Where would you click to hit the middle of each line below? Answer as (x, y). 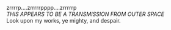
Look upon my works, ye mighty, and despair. (64, 21)
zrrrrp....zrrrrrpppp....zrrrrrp (42, 8)
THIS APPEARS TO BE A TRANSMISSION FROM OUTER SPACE (85, 14)
